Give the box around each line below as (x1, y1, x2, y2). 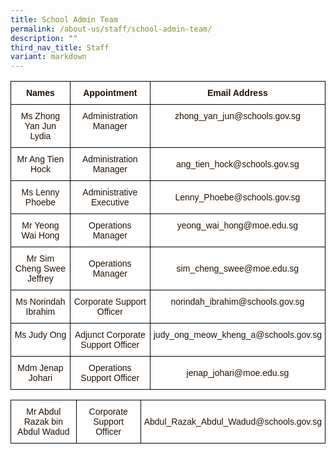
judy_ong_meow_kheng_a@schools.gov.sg (153, 329, 322, 341)
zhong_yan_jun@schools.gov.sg (174, 111, 301, 122)
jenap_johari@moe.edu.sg (186, 367, 290, 379)
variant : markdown (10, 52, 87, 62)
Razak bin (23, 416, 63, 428)
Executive (90, 197, 130, 208)
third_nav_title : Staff (10, 42, 110, 53)
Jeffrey (27, 273, 54, 285)
